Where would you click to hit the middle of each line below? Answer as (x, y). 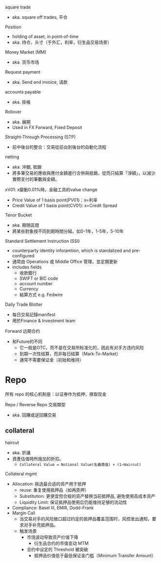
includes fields (27, 267)
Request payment (23, 72)
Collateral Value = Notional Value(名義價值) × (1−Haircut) (80, 465)
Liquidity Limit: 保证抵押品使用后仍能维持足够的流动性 (73, 502)
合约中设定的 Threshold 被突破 (57, 549)
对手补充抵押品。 (41, 525)
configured (23, 256)
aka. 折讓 (21, 452)
